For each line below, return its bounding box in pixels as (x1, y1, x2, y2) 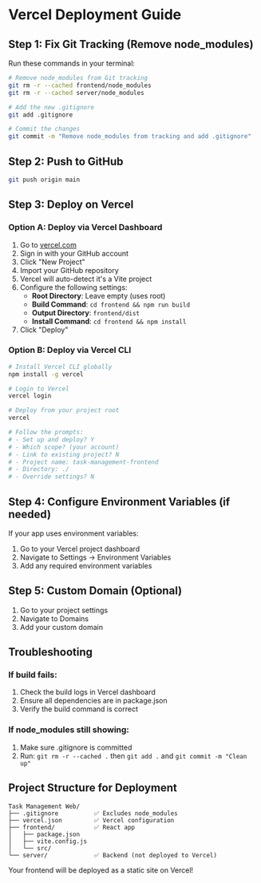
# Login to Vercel (8, 385, 69, 393)
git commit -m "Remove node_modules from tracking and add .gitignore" (8, 133, 251, 141)
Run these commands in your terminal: (8, 58, 136, 68)
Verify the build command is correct (19, 704, 138, 714)
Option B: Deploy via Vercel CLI (8, 345, 132, 356)
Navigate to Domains (19, 613, 89, 624)
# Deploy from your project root (8, 406, 120, 414)
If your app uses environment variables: (8, 529, 139, 538)
